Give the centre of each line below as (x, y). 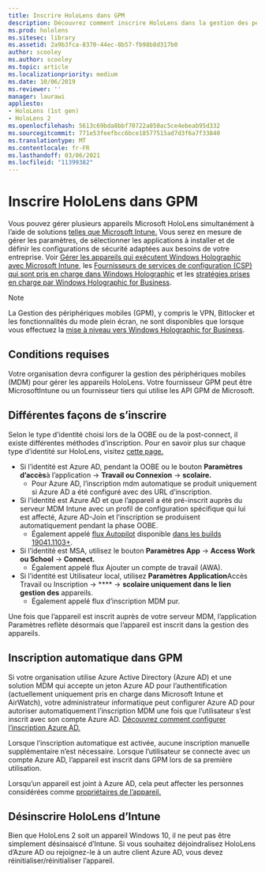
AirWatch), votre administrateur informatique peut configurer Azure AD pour (132, 702)
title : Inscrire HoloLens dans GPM (67, 15)
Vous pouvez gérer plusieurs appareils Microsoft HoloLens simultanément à (131, 224)
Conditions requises (59, 355)
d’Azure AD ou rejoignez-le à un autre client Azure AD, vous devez (116, 852)
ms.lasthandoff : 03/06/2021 (54, 155)
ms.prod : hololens (38, 30)
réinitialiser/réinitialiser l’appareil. (62, 861)
